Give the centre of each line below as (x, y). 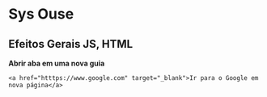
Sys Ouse (41, 14)
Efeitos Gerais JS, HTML (71, 44)
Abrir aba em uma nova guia (57, 63)
